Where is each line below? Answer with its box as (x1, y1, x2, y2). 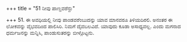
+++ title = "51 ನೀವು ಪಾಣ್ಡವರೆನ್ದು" (6, 5, 75, 12)
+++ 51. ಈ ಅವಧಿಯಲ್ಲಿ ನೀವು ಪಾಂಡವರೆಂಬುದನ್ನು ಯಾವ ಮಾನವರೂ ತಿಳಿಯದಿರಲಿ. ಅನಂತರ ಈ (6, 17, 173, 23)
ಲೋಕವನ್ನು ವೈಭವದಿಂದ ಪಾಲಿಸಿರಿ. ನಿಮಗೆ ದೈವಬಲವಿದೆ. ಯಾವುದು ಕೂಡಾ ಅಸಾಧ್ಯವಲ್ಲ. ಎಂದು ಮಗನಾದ (6, 23, 181, 29)
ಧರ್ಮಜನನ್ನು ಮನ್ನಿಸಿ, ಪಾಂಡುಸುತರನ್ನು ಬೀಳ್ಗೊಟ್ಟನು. (6, 29, 95, 36)
